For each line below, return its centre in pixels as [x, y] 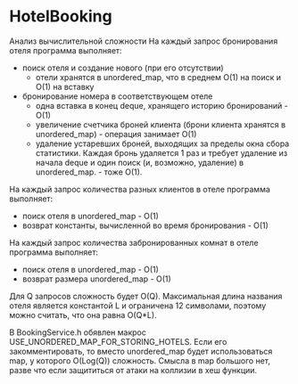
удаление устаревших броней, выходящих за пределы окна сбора [162, 143]
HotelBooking [61, 16]
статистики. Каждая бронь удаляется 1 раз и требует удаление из [161, 152]
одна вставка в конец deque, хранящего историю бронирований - [161, 105]
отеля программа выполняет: [66, 50]
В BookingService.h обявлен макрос [78, 332]
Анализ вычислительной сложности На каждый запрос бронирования [144, 41]
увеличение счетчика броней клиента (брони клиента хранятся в [161, 124]
